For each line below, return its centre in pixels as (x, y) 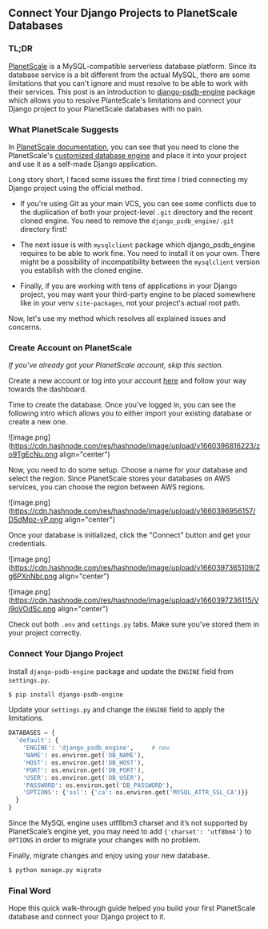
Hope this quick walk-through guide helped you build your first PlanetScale (132, 908)
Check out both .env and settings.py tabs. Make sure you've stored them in (134, 624)
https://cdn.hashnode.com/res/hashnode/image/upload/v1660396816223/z (136, 446)
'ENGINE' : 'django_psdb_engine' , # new (96, 748)
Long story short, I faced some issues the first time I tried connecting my (128, 179)
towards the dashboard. (48, 389)
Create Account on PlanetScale (70, 347)
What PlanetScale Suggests (64, 129)
